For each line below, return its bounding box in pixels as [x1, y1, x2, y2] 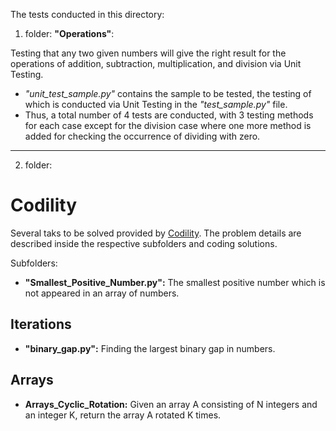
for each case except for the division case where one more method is [24, 120, 312, 131]
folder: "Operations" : [24, 28, 115, 39]
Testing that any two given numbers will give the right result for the [10, 47, 287, 59]
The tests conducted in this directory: [10, 9, 165, 20]
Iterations [10, 316, 72, 333]
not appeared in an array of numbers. [24, 287, 180, 299]
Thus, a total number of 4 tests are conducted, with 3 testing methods [24, 109, 314, 121]
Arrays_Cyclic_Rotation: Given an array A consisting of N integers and [24, 398, 318, 410]
